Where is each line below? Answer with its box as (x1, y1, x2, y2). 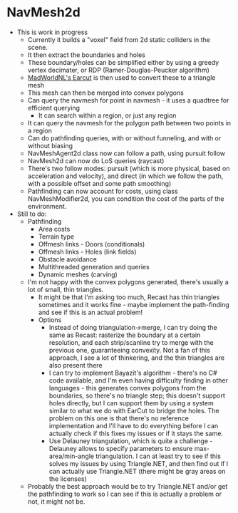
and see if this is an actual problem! (38, 308, 143, 316)
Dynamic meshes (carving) (38, 270, 118, 279)
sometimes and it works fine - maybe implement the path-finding (38, 300, 229, 309)
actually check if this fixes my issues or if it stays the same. (48, 429, 224, 437)
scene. (27, 43, 48, 51)
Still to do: (16, 209, 47, 218)
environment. (27, 202, 67, 210)
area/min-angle (48, 452, 94, 460)
